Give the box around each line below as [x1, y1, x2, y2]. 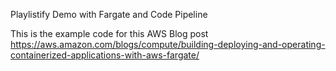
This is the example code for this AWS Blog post [10, 28, 209, 39]
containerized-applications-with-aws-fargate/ [10, 49, 200, 61]
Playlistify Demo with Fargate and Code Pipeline [10, 9, 208, 20]
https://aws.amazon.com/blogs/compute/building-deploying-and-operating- [10, 39, 326, 50]
